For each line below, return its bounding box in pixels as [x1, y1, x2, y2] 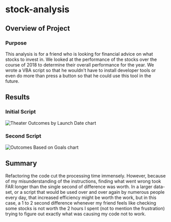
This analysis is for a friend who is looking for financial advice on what [5, 51, 153, 57]
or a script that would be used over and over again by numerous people [14, 189, 165, 195]
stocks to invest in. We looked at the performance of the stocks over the [5, 56, 157, 62]
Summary [5, 159, 37, 168]
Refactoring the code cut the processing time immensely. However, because [5, 172, 166, 179]
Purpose [5, 39, 27, 47]
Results [5, 93, 30, 102]
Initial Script [5, 108, 36, 116]
